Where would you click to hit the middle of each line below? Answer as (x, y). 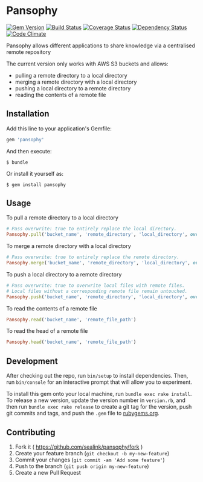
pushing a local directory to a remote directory (73, 88)
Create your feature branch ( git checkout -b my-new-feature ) (92, 453)
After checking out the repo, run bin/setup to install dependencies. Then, (97, 376)
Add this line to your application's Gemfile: (59, 129)
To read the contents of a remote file (52, 308)
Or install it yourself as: (35, 173)
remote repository (29, 52)
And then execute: (29, 151)
